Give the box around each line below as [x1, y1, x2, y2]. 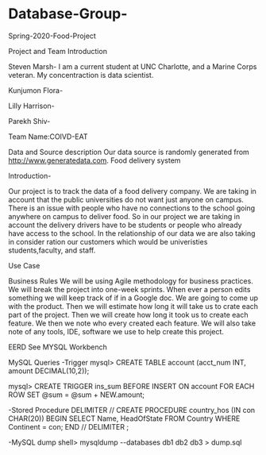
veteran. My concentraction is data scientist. [8, 70, 154, 79]
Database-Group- [8, 5, 128, 23]
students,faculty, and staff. [8, 245, 96, 255]
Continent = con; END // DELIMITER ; [8, 422, 129, 431]
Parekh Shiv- [8, 116, 51, 125]
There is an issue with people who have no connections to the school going [8, 203, 256, 213]
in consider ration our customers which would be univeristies [8, 237, 208, 246]
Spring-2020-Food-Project [8, 31, 97, 40]
